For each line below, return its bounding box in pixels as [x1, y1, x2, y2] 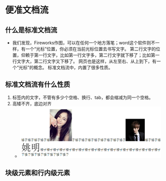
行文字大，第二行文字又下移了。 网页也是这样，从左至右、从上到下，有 [12, 58, 157, 64]
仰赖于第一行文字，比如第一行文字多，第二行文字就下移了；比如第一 [21, 52, 160, 58]
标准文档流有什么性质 [5, 80, 70, 89]
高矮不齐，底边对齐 [12, 100, 52, 106]
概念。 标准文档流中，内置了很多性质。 [34, 65, 113, 70]
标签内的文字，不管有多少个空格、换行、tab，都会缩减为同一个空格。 [12, 94, 153, 100]
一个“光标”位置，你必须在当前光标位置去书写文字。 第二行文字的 [25, 46, 157, 52]
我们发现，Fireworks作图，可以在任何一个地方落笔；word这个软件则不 [12, 40, 156, 45]
